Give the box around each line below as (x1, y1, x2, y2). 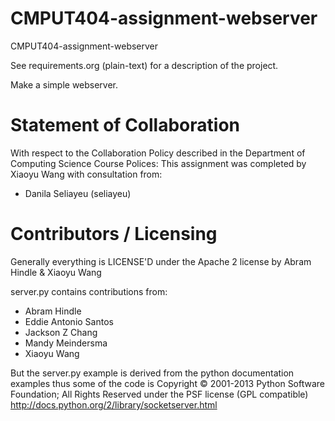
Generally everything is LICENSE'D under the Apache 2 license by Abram (10, 255, 312, 267)
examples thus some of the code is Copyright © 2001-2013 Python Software (10, 377, 326, 389)
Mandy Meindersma (24, 337, 108, 349)
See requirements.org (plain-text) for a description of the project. (10, 59, 279, 71)
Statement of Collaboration (10, 114, 240, 137)
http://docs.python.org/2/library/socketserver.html (10, 398, 218, 411)
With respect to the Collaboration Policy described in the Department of (10, 147, 306, 159)
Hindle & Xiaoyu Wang (10, 266, 102, 278)
